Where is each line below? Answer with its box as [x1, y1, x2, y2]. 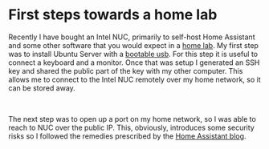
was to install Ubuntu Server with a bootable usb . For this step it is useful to [8, 49, 259, 58]
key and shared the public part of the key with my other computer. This [8, 66, 243, 75]
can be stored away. [8, 83, 76, 93]
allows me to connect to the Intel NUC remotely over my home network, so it [8, 74, 261, 84]
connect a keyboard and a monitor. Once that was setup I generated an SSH [8, 58, 260, 67]
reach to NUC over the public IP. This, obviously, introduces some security [8, 123, 255, 132]
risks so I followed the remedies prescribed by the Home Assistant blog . [8, 131, 247, 141]
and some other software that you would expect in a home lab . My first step [8, 40, 259, 50]
